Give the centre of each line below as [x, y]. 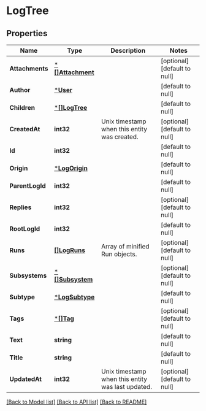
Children [22, 108]
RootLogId [25, 229]
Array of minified [125, 246]
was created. [120, 137]
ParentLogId [28, 186]
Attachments [29, 68]
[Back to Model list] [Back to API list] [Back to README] [77, 402]
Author [20, 90]
